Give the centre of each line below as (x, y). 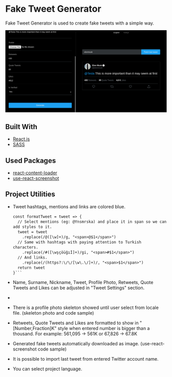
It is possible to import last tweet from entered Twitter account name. (85, 359)
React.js (21, 139)
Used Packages (31, 161)
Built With (21, 126)
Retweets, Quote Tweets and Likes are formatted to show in (76, 323)
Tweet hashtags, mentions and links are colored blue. (69, 206)
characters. (25, 247)
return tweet (31, 268)
